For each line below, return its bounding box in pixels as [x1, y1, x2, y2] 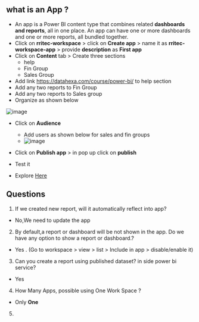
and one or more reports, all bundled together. [14, 33, 129, 40]
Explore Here [14, 172, 48, 179]
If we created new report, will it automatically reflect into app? [14, 205, 167, 212]
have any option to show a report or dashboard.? [14, 235, 134, 242]
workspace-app [14, 46, 55, 53]
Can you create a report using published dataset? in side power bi [14, 257, 177, 264]
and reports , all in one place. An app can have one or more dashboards [14, 27, 191, 34]
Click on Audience [14, 119, 61, 127]
